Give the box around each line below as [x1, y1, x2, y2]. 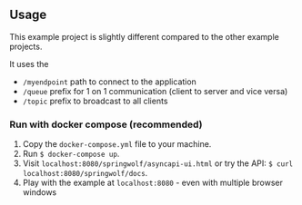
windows [22, 187, 57, 198]
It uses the [9, 58, 49, 69]
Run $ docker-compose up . [22, 149, 120, 160]
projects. [9, 41, 43, 52]
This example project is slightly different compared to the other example [9, 31, 279, 42]
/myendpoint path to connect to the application [22, 76, 197, 87]
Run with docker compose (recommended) [9, 118, 203, 131]
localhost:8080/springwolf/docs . [22, 168, 148, 179]
